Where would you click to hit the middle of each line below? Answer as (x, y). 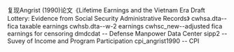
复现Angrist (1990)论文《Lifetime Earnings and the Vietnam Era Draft (106, 10)
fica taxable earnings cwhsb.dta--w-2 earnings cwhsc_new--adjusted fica (115, 26)
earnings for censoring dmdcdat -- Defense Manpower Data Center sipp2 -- (117, 34)
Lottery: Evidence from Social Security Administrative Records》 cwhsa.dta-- (117, 18)
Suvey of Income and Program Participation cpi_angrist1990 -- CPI (103, 41)
